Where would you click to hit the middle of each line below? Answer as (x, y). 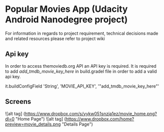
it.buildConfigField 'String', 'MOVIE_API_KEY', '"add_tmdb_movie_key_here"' (82, 86)
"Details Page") (77, 124)
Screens (18, 102)
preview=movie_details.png (33, 124)
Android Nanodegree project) (66, 20)
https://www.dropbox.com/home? (100, 119)
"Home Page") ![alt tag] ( (41, 119)
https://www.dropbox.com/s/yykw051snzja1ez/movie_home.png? (91, 113)
